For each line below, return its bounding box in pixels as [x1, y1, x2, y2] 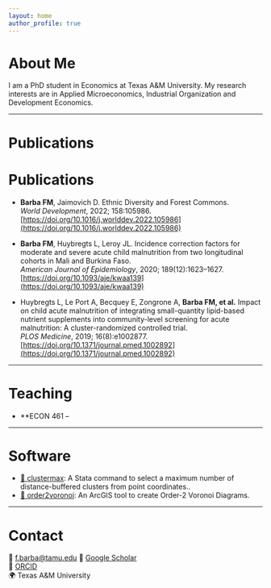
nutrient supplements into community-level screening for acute [19, 314, 230, 323]
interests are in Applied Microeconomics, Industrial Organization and [8, 90, 236, 99]
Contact [8, 526, 64, 544]
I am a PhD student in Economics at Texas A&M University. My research [8, 81, 247, 90]
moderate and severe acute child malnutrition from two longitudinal [19, 247, 244, 256]
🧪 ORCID [8, 561, 38, 571]
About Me [8, 54, 76, 73]
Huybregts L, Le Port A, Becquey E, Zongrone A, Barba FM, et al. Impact [19, 297, 261, 307]
